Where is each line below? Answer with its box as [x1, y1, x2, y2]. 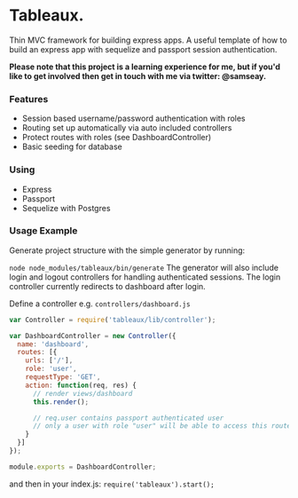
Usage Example [9, 225, 78, 237]
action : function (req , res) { [25, 381, 137, 390]
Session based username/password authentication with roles [21, 113, 246, 124]
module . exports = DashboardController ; [9, 462, 157, 471]
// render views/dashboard [32, 389, 133, 398]
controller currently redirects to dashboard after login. [9, 281, 206, 291]
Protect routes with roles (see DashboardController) [21, 132, 212, 143]
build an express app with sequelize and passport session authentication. [9, 43, 278, 54]
